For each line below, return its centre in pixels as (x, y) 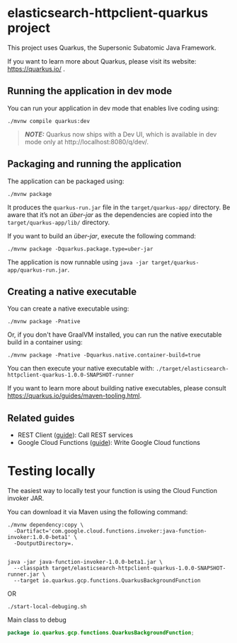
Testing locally (51, 471)
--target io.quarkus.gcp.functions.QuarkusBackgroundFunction (107, 581)
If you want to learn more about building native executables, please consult (117, 388)
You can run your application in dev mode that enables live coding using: (113, 108)
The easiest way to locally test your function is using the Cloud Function (112, 491)
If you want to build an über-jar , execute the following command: (102, 236)
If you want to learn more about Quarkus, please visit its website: (102, 61)
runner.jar (23, 574)
